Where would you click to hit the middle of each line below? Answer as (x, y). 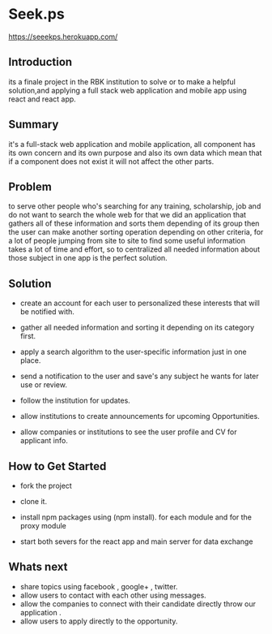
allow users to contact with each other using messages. (113, 595)
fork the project (46, 485)
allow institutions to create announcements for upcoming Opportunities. (140, 416)
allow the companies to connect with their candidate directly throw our (138, 604)
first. (28, 336)
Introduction (40, 62)
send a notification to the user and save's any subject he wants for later (139, 376)
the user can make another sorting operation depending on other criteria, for (136, 232)
